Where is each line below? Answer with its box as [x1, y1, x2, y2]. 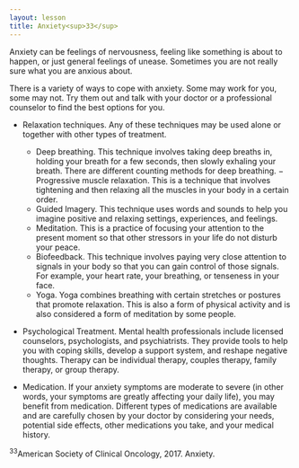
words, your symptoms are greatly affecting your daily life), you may [22, 391, 276, 402]
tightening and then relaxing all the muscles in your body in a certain [35, 184, 289, 195]
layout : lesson [9, 13, 66, 22]
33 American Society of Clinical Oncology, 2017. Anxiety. [9, 446, 215, 459]
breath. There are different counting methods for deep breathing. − [35, 165, 285, 176]
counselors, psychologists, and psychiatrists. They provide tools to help [22, 335, 288, 346]
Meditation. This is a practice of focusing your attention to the [35, 222, 265, 234]
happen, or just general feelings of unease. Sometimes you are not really [9, 56, 278, 66]
